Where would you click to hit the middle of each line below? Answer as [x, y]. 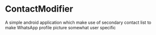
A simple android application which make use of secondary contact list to [78, 22]
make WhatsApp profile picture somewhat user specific [61, 27]
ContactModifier [39, 9]
